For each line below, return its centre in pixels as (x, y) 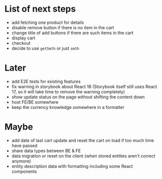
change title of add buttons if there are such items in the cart (72, 33)
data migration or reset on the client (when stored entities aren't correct (83, 156)
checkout (21, 43)
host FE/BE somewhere (35, 102)
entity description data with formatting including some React (72, 166)
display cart (23, 38)
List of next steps (40, 9)
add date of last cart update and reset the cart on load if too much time (83, 140)
